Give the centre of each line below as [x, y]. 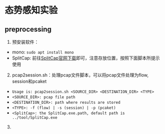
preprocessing [28, 29]
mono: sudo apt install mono [43, 52]
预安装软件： [25, 42]
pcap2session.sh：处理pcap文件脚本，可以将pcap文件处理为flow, [80, 75]
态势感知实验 [31, 10]
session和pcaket [29, 81]
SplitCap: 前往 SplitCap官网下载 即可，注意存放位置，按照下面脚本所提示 [86, 58]
